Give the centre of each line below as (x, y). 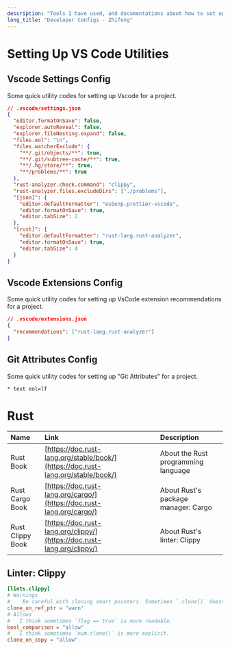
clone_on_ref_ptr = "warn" (46, 608)
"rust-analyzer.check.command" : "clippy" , (75, 185)
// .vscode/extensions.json (47, 319)
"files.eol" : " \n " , (41, 140)
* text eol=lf (27, 388)
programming (182, 462)
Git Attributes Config (52, 360)
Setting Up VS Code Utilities (88, 54)
